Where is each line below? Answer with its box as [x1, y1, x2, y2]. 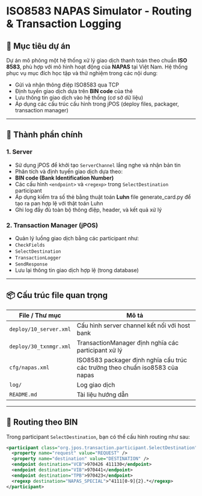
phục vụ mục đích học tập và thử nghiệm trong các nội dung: [6, 70, 158, 76]
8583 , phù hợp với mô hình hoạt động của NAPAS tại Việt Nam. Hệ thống [6, 63, 188, 70]
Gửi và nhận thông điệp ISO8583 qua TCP [14, 81, 119, 88]
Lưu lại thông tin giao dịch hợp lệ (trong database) [14, 266, 139, 274]
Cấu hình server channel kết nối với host [76, 321, 191, 330]
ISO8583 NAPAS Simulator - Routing [6, 4, 192, 18]
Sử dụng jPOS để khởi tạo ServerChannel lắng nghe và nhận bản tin [14, 161, 181, 169]
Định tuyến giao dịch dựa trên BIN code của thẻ [14, 88, 133, 94]
